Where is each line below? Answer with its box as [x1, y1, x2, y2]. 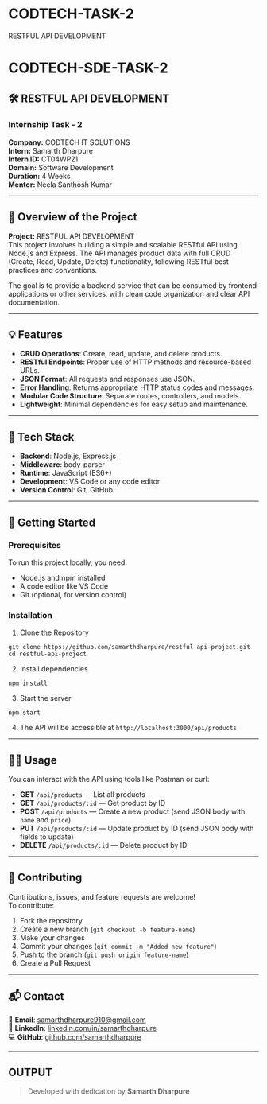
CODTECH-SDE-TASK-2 [8, 59, 168, 77]
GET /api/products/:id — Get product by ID [19, 799, 166, 808]
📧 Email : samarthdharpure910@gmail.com [8, 1015, 146, 1024]
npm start [8, 709, 41, 717]
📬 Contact [8, 989, 64, 1003]
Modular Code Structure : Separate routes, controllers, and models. [19, 391, 241, 401]
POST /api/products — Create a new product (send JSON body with [19, 807, 246, 816]
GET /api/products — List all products [19, 790, 145, 799]
